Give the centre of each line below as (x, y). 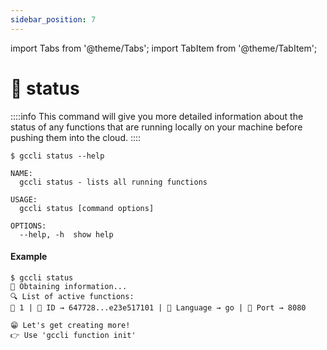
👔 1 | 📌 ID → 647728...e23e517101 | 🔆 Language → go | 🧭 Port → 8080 (158, 307)
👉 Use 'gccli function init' (73, 335)
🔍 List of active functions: (72, 296)
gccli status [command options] (87, 208)
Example (29, 257)
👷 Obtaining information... (69, 286)
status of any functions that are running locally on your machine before (156, 127)
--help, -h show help (66, 234)
